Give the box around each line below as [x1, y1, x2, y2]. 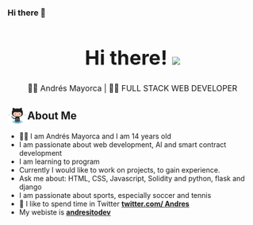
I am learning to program [18, 157, 100, 166]
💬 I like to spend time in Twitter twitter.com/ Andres [18, 199, 190, 209]
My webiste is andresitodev [18, 208, 112, 217]
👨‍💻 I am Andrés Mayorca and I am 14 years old [18, 131, 171, 142]
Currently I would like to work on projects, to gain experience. [18, 165, 220, 175]
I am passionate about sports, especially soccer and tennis [18, 191, 212, 200]
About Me [27, 109, 77, 122]
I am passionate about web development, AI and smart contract [18, 140, 227, 149]
